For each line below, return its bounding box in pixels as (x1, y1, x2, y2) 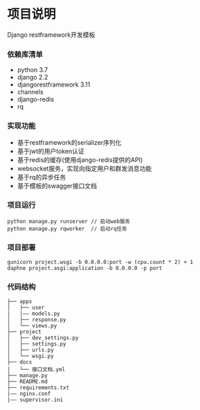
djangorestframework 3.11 (17, 80, 91, 89)
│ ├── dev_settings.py (7, 335, 79, 341)
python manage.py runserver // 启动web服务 (7, 217, 130, 225)
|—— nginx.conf (7, 391, 51, 398)
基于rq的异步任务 (17, 172, 66, 181)
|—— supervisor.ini (7, 396, 64, 404)
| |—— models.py (7, 310, 60, 317)
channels (17, 88, 44, 96)
